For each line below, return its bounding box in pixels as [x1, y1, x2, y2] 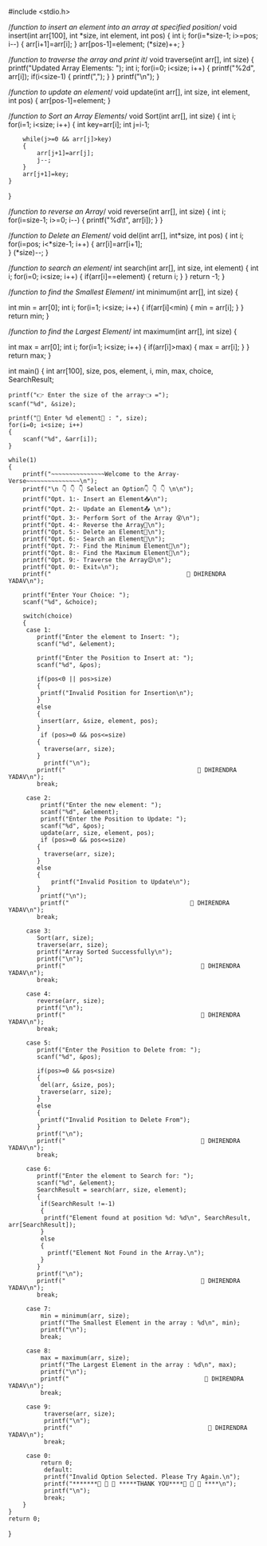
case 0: [26, 1452, 52, 1460]
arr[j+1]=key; [22, 170, 69, 178]
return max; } [8, 351, 52, 360]
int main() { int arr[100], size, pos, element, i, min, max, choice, [8, 366, 214, 375]
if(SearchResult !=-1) [40, 1200, 116, 1208]
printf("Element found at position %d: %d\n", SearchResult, [43, 1214, 251, 1222]
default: [43, 1466, 73, 1474]
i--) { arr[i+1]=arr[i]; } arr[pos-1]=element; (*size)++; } [8, 39, 185, 49]
